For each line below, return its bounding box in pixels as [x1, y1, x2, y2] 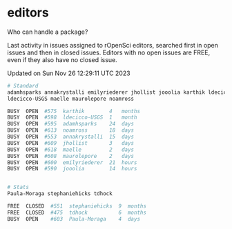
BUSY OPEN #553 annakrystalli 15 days [7, 133, 135, 141]
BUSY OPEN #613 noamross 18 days [7, 127, 135, 134]
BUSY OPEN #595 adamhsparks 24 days [7, 121, 135, 128]
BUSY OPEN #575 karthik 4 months [7, 108, 140, 114]
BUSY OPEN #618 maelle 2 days [7, 146, 135, 153]
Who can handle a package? [7, 28, 88, 36]
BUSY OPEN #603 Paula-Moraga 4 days [7, 215, 140, 222]
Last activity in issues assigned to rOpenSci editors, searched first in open [7, 41, 219, 49]
